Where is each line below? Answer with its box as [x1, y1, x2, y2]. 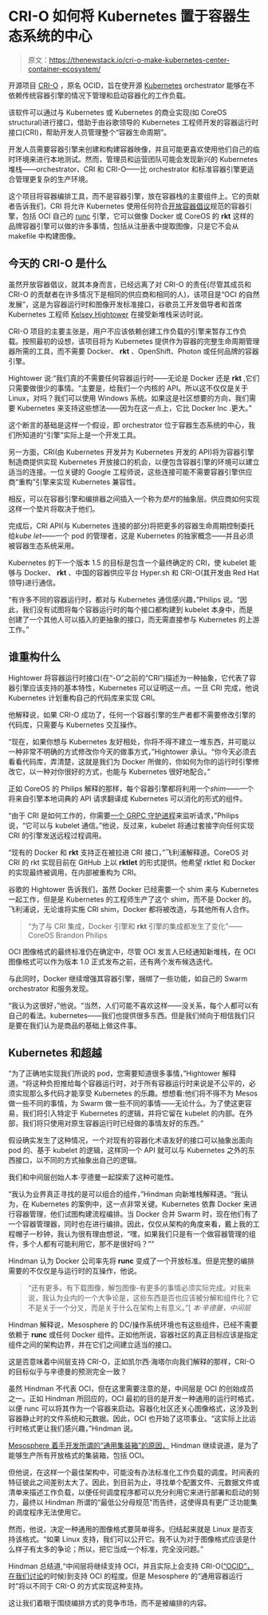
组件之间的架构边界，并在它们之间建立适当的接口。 [8, 1340, 176, 1349]
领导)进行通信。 [8, 578, 61, 587]
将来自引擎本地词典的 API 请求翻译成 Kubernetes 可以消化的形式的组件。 [8, 793, 247, 803]
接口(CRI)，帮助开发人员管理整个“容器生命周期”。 [8, 127, 171, 136]
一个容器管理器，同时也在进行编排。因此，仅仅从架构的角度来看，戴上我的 [8, 1219, 253, 1229]
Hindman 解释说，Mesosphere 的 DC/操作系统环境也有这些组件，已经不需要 [8, 1320, 258, 1329]
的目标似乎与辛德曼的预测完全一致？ [8, 1367, 128, 1376]
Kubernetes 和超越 [8, 1046, 102, 1060]
